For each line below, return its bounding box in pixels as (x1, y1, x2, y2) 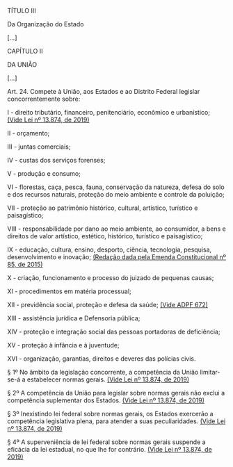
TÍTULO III (7, 7, 36, 15)
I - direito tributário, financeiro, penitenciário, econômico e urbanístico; (7, 108, 211, 116)
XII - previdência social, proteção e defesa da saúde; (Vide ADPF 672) (7, 301, 209, 309)
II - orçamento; (7, 129, 50, 137)
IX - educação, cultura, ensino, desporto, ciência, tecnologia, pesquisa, (7, 245, 212, 254)
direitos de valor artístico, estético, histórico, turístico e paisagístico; (7, 232, 203, 240)
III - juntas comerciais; (7, 142, 71, 151)
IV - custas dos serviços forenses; (7, 156, 106, 164)
